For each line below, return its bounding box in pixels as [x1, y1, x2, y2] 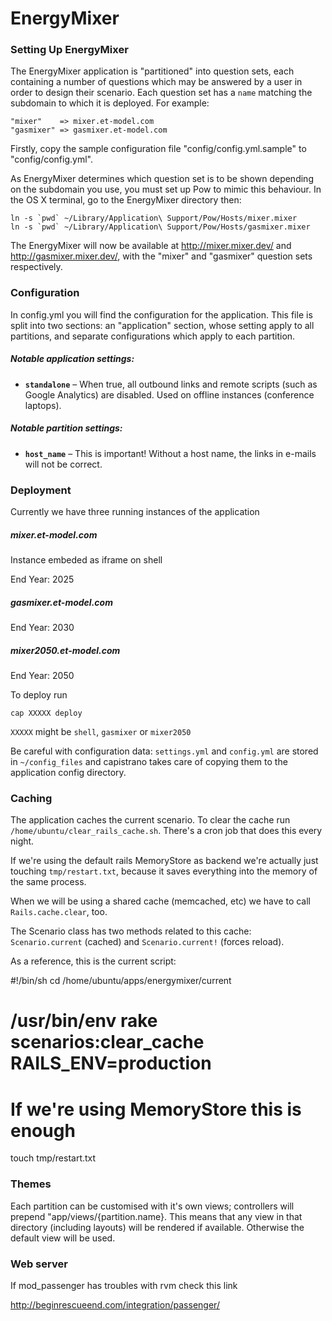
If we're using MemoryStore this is [10, 1098, 302, 1121]
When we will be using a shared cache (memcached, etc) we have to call [10, 895, 311, 907]
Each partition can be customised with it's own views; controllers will [10, 1200, 295, 1212]
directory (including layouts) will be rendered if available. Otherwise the [10, 1221, 305, 1233]
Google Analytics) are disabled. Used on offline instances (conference [24, 388, 315, 401]
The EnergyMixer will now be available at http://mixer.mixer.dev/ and [10, 240, 292, 252]
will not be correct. [24, 458, 103, 470]
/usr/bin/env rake [10, 1010, 158, 1032]
